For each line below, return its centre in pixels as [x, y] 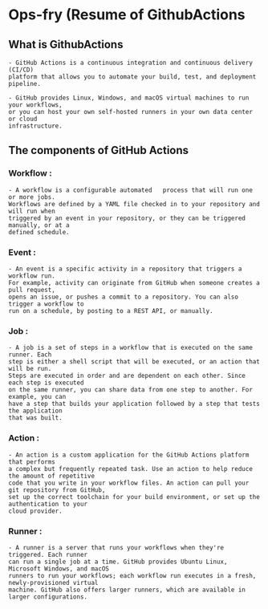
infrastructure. [35, 126]
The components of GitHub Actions [99, 150]
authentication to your [48, 504]
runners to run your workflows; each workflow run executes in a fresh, [132, 575]
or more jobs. [32, 197]
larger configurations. [48, 597]
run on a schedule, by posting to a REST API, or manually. [111, 311]
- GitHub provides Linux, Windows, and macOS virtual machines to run [129, 98]
